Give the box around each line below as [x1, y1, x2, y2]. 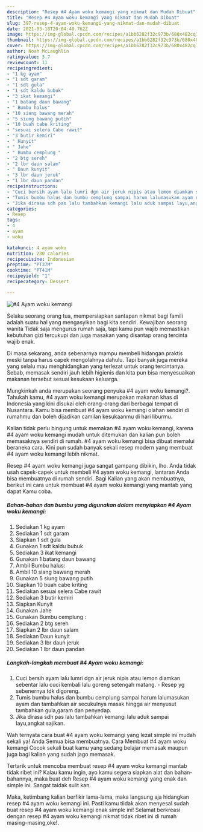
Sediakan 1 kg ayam [15, 523, 65, 530]
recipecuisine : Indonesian [7, 256, 75, 262]
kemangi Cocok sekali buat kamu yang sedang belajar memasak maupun [7, 744, 189, 751]
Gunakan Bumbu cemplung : [15, 613, 87, 620]
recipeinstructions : [7, 183, 59, 189]
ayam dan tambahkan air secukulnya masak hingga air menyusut [15, 700, 176, 707]
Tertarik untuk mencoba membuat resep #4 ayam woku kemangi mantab [7, 762, 187, 769]
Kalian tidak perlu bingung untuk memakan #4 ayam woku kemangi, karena [7, 424, 193, 431]
